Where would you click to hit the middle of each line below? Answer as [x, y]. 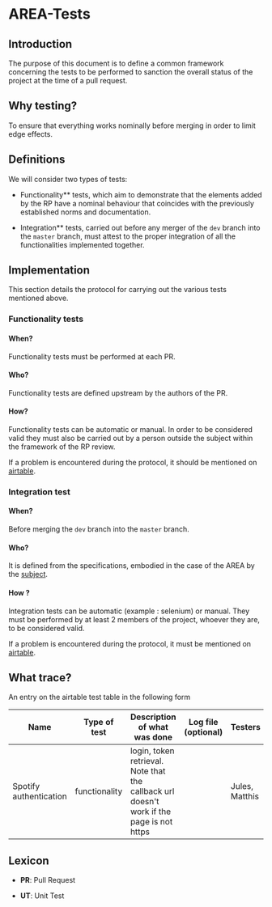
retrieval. [147, 761]
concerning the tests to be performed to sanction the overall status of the [131, 72]
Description [153, 717]
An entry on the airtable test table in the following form [100, 697]
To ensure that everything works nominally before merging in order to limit [132, 125]
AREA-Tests [49, 14]
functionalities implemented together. [82, 244]
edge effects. [31, 134]
